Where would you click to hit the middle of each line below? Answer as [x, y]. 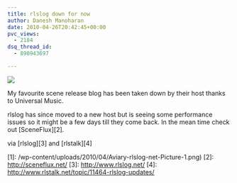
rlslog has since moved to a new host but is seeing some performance [110, 114]
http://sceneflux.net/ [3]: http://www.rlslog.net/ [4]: [82, 165]
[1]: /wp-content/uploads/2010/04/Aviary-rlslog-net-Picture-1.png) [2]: [111, 157]
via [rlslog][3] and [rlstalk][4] [50, 143]
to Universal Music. [35, 101]
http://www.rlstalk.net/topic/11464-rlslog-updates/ [81, 172]
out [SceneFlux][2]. [36, 129]
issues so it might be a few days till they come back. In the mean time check [118, 122]
